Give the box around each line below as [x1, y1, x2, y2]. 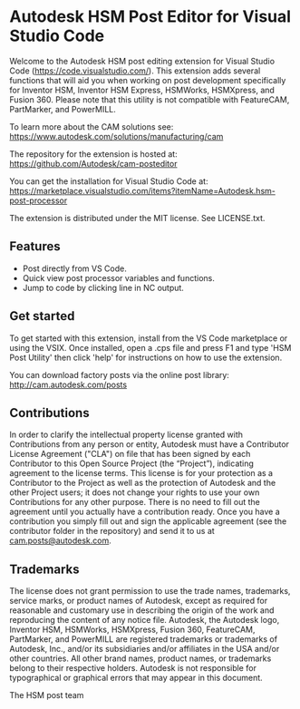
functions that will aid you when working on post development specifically [9, 74, 286, 85]
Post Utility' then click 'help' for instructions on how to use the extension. [9, 352, 283, 363]
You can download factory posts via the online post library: [9, 369, 229, 380]
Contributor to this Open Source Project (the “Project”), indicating [9, 458, 254, 469]
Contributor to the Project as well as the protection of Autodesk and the [9, 478, 276, 489]
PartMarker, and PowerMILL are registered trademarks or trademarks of [9, 634, 278, 645]
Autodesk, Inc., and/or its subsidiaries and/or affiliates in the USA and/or [9, 644, 280, 655]
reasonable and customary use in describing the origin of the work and [9, 605, 275, 616]
